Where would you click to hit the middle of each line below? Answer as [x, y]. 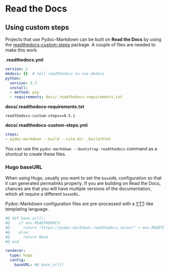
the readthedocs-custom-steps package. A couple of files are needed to [80, 45]
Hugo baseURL [24, 167]
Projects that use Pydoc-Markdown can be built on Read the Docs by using [83, 39]
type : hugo [21, 255]
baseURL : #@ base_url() [39, 265]
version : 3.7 [23, 83]
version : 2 [17, 69]
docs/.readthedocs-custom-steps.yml [47, 125]
